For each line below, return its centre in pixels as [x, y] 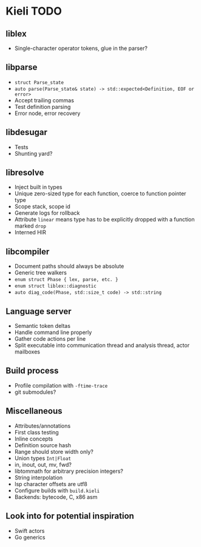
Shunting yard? [33, 153]
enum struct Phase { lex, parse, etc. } [66, 280]
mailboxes [27, 352]
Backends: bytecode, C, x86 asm [56, 496]
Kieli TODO [34, 11]
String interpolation [39, 477]
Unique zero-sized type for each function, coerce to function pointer [100, 193]
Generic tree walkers [41, 273]
